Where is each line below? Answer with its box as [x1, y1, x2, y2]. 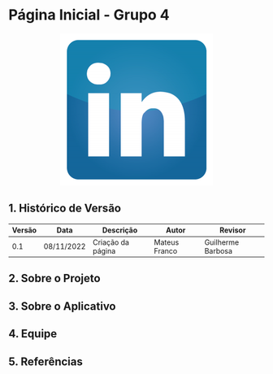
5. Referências [8, 354, 84, 368]
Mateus [154, 237, 180, 247]
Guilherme [204, 237, 240, 247]
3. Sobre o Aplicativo [8, 299, 116, 313]
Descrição [102, 225, 138, 235]
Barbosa [204, 246, 233, 255]
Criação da [92, 237, 130, 247]
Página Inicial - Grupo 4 [8, 6, 171, 24]
